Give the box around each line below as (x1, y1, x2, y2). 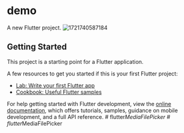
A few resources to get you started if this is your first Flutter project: (7, 70, 178, 77)
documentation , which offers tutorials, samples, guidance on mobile (7, 107, 178, 114)
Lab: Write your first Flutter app (15, 82, 95, 89)
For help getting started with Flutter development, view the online (7, 100, 172, 107)
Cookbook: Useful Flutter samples (15, 88, 102, 96)
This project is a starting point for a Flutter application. (7, 58, 144, 65)
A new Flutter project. (7, 24, 62, 31)
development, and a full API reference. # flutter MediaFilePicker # (7, 113, 171, 120)
